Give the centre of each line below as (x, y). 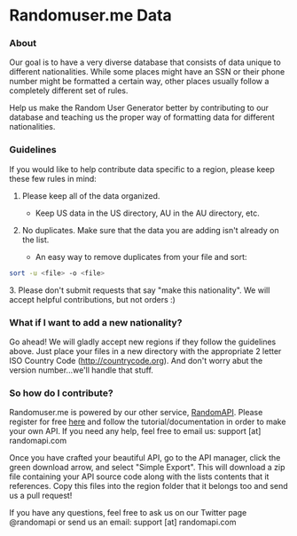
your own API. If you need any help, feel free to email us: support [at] (135, 431)
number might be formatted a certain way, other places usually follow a (139, 82)
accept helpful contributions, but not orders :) (92, 299)
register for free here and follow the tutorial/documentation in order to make (148, 422)
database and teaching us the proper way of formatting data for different (142, 117)
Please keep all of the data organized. (91, 195)
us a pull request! (41, 496)
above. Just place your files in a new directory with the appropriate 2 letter (145, 351)
